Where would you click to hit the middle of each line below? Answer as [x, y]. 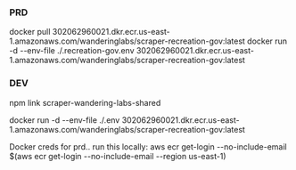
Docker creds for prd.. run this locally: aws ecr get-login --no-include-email [148, 146]
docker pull [30, 32]
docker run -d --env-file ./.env [65, 120]
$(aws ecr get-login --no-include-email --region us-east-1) [118, 156]
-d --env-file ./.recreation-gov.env [72, 51]
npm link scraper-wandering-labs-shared [85, 102]
